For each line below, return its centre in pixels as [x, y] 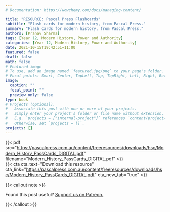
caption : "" [23, 85]
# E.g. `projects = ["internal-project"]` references [65, 118]
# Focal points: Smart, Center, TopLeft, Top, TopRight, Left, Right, [81, 76]
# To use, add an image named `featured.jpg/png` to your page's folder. [85, 71]
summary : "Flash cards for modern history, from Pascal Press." [74, 28]
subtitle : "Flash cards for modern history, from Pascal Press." [75, 24]
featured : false [22, 52]
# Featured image [24, 67]
